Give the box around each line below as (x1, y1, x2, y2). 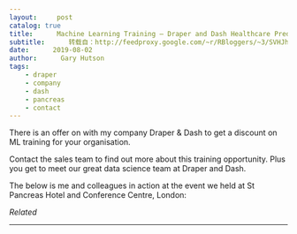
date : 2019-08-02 (9, 46, 93, 55)
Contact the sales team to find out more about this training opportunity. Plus (9, 154, 286, 164)
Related (9, 207, 37, 217)
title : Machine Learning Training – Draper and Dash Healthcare (9, 29, 271, 38)
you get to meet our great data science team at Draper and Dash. (9, 163, 247, 174)
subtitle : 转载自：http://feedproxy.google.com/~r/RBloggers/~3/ (9, 37, 270, 47)
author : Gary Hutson (9, 54, 104, 63)
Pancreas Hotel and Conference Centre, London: (9, 190, 187, 200)
